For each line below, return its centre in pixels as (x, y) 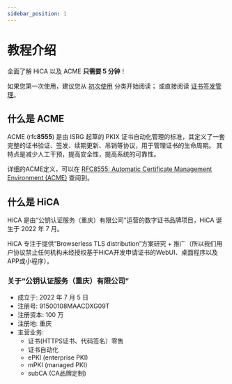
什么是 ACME (36, 118)
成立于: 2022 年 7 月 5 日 (53, 297)
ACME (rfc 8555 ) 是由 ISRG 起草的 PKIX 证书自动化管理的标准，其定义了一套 (116, 137)
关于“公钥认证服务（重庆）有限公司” (68, 281)
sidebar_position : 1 (37, 14)
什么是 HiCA (33, 202)
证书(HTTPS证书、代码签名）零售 (76, 341)
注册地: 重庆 (34, 324)
